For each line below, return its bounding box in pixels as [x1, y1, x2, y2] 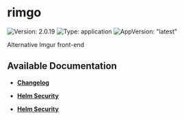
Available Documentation [7, 60, 118, 72]
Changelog [16, 78, 50, 87]
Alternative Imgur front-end [7, 40, 84, 48]
